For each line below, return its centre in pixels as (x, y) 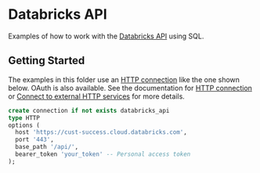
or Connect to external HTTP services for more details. (97, 96)
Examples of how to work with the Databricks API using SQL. (106, 36)
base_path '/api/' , (47, 147)
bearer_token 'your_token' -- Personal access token (103, 154)
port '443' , (35, 140)
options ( (24, 125)
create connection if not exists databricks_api (89, 110)
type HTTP (24, 118)
